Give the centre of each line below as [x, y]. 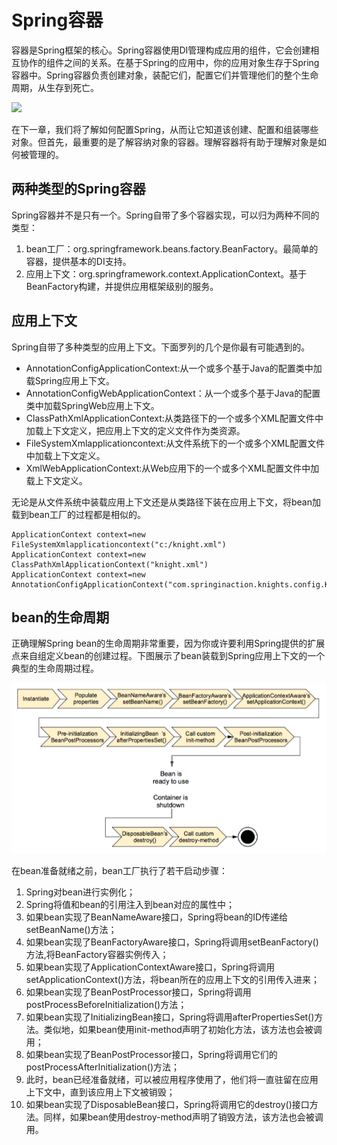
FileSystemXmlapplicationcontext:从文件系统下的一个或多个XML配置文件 [175, 443]
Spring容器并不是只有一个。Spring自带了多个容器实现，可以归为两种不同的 [165, 215]
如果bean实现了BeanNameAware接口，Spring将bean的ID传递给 [157, 917]
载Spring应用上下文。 [70, 380]
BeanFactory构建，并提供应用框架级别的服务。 [122, 286]
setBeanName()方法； [71, 929]
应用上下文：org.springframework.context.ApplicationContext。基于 [166, 273]
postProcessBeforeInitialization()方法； [106, 1004]
